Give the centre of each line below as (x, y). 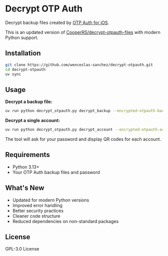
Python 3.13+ (26, 167)
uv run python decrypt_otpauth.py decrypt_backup (58, 111)
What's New (25, 188)
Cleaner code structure (36, 216)
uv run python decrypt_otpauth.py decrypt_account (59, 130)
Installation (23, 53)
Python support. (22, 37)
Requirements (27, 155)
